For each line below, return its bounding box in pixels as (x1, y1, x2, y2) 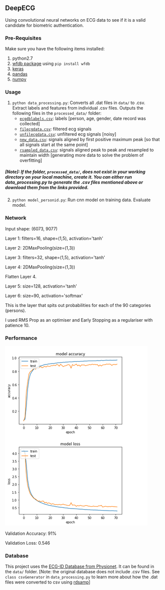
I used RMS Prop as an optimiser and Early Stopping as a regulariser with (5, 317, 153, 323)
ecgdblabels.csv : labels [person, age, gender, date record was (19, 115, 146, 121)
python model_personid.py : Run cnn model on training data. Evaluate (12, 197, 151, 203)
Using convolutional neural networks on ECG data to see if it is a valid (5, 17, 146, 23)
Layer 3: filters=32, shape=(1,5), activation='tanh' (5, 254, 106, 260)
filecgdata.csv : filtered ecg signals (19, 126, 92, 132)
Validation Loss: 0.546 (5, 540, 51, 546)
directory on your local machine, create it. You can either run (5, 174, 132, 180)
